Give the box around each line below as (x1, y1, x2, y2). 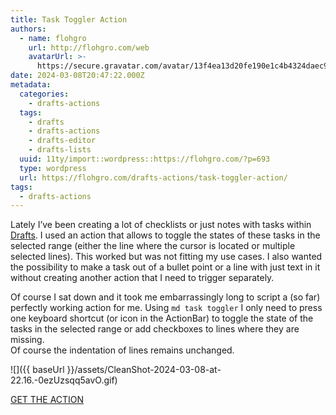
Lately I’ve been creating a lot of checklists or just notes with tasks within (10, 219, 312, 231)
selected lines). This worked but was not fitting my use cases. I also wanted (10, 251, 323, 263)
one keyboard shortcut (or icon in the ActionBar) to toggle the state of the (10, 312, 314, 325)
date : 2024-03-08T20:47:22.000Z (10, 71, 145, 81)
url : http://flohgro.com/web (28, 42, 150, 53)
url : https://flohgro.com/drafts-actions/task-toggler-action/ (19, 172, 288, 183)
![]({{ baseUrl (10, 364, 65, 376)
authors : (10, 24, 47, 34)
